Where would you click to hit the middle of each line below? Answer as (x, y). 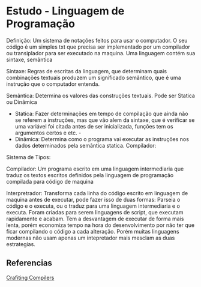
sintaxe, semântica (29, 59)
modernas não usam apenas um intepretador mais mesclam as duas (91, 238)
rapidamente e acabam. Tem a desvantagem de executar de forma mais (95, 219)
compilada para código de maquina (50, 181)
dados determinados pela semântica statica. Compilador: (85, 145)
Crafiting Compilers (30, 277)
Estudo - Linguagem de (65, 11)
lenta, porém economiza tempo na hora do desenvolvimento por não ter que (100, 225)
